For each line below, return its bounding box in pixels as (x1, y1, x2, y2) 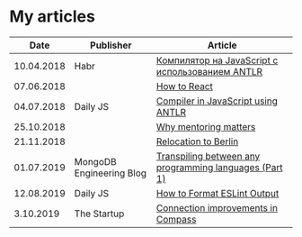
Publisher (89, 39, 132, 51)
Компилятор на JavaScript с (155, 54, 279, 67)
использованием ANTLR (155, 65, 263, 77)
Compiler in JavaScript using (155, 95, 279, 107)
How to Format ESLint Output (155, 187, 280, 199)
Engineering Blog (74, 167, 147, 179)
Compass (155, 213, 197, 225)
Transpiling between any (155, 150, 261, 162)
